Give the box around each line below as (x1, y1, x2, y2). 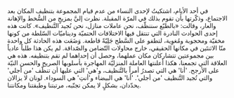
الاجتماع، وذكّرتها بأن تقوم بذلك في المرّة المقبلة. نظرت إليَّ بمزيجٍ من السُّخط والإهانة (7, 14, 228, 22)
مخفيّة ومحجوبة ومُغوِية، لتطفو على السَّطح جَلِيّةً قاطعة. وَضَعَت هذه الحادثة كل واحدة (7, 36, 225, 45)
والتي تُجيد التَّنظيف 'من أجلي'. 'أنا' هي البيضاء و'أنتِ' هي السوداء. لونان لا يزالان (7, 73, 213, 82)
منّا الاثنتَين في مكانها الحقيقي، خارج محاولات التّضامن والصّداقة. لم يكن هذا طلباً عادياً (7, 44, 226, 52)
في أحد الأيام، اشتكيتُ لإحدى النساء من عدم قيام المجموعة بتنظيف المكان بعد (7, 7, 209, 15)
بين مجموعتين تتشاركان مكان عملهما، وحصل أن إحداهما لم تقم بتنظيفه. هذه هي (7, 51, 214, 59)
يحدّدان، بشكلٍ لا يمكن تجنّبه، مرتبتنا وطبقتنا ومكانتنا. (7, 81, 142, 89)
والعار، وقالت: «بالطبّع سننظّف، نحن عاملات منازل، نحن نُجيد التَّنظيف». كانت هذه (7, 22, 216, 29)
